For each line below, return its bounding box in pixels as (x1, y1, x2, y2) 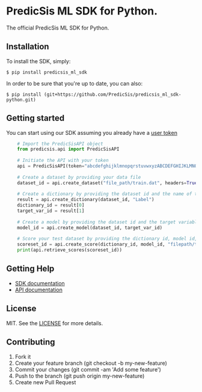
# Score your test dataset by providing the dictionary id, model (17, 236, 187, 242)
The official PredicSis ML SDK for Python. (6, 24, 109, 31)
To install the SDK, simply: (6, 57, 71, 64)
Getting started (6, 113, 65, 123)
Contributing (6, 337, 55, 347)
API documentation (14, 286, 63, 293)
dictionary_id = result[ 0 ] (17, 202, 85, 208)
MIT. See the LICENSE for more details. (6, 319, 103, 326)
